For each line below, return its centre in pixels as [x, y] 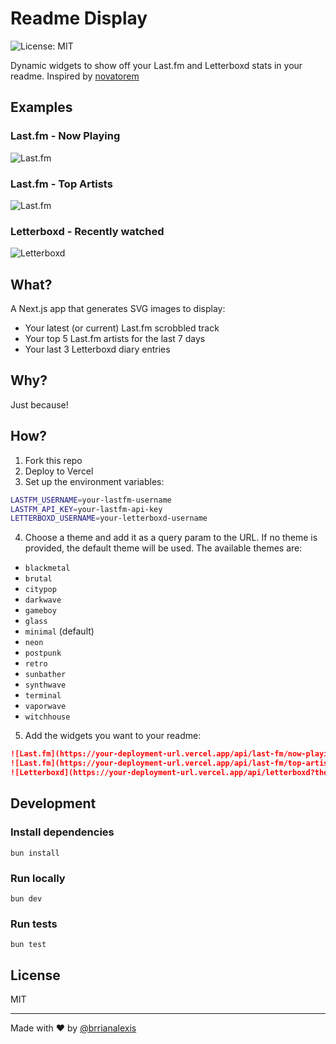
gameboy [40, 611]
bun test [28, 945]
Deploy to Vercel [59, 471]
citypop [40, 590]
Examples [41, 107]
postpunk [43, 653]
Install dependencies [62, 832]
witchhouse [47, 717]
